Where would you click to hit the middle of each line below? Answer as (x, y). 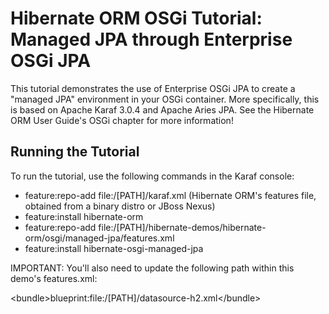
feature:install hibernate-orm (84, 216)
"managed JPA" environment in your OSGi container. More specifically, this (165, 99)
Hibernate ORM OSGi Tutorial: (136, 18)
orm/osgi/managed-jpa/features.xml (99, 238)
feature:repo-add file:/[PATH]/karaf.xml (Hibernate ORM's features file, (170, 195)
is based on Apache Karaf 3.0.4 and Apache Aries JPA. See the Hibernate (162, 109)
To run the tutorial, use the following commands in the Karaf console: (152, 176)
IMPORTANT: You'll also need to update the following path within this (152, 268)
